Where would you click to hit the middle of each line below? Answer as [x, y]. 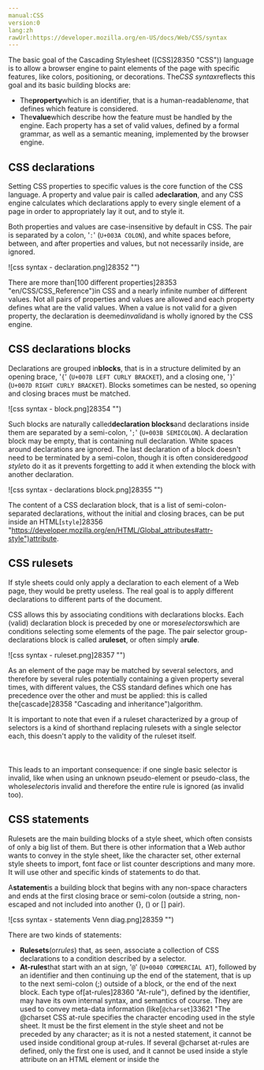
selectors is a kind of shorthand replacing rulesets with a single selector [125, 727]
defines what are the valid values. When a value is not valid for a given [123, 308]
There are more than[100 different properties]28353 [93, 283]
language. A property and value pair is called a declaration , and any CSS [126, 195]
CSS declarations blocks [70, 349]
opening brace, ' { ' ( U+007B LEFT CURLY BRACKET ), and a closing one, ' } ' [122, 377]
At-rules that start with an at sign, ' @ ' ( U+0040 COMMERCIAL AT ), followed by [138, 967]
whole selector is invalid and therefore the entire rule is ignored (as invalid [126, 786]
